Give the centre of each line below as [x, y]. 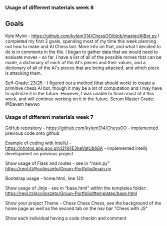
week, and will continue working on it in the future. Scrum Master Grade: [80, 99]
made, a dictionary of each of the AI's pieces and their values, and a [75, 62]
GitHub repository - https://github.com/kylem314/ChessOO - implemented [82, 128]
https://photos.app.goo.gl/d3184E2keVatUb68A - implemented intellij [76, 148]
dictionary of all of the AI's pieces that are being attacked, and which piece [82, 68]
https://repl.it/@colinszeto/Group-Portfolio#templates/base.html [71, 193]
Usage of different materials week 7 [49, 117]
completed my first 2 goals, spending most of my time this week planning [81, 41]
